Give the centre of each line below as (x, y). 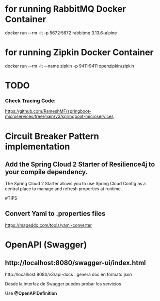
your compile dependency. (47, 172)
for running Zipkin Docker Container (79, 53)
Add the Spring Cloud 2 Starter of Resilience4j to (80, 164)
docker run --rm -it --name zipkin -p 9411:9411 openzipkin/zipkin (70, 66)
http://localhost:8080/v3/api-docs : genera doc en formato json (69, 274)
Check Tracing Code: (31, 101)
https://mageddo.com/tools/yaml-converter (48, 225)
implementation (38, 146)
